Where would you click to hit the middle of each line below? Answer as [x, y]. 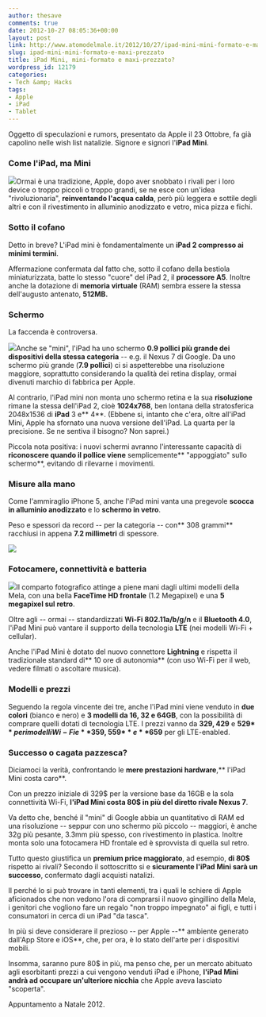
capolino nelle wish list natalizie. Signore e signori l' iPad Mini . [109, 143]
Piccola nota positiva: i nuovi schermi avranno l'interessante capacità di [125, 447]
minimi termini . [34, 253]
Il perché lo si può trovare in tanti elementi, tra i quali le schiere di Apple [125, 891]
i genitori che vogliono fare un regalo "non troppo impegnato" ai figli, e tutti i [132, 907]
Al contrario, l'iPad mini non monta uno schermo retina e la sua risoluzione [131, 397]
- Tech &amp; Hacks [40, 82]
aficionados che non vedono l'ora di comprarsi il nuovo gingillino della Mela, [132, 899]
